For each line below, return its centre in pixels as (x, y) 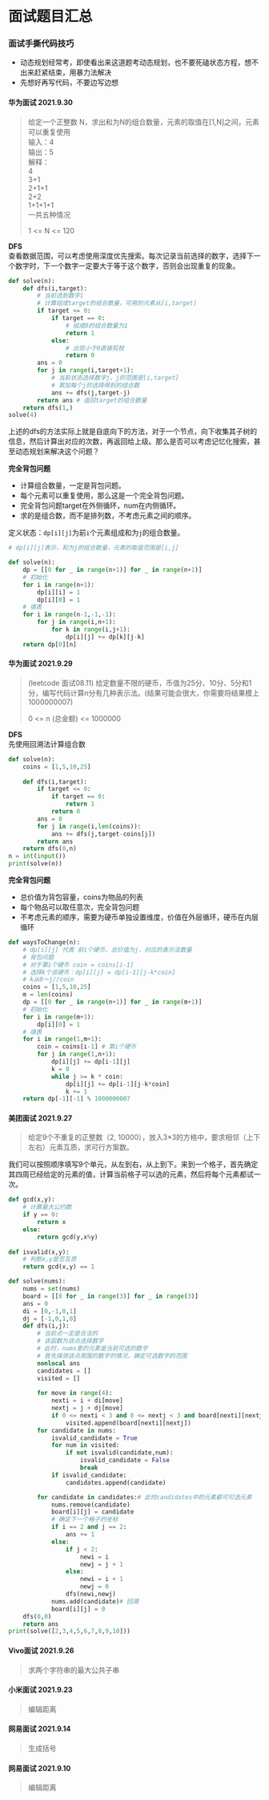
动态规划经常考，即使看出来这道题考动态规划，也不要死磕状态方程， (132, 63)
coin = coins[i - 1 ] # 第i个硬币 (87, 1047)
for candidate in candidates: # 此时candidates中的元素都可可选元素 (145, 1497)
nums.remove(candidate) (90, 1505)
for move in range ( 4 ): (75, 1393)
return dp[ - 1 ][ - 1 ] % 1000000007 (76, 1099)
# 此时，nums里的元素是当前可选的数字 (92, 1348)
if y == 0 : (41, 1215)
